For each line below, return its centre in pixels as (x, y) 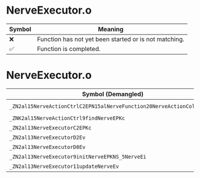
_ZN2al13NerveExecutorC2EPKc (50, 128)
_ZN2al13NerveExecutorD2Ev (47, 137)
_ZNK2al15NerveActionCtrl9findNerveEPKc (67, 118)
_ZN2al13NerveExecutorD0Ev (47, 147)
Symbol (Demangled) (113, 94)
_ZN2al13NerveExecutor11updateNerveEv (64, 166)
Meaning (111, 29)
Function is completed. (69, 49)
